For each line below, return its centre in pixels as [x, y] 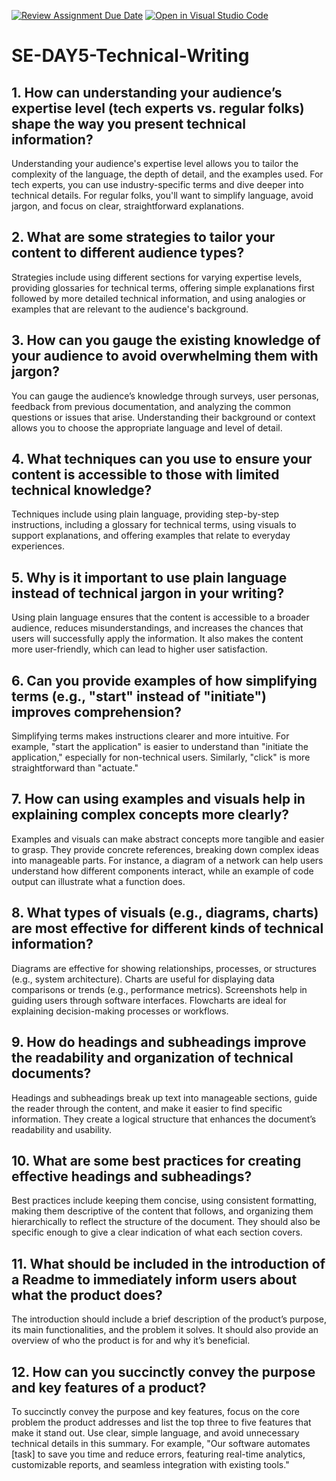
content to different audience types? [128, 253]
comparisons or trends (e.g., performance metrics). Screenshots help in [159, 989]
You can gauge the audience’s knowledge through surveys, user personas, [165, 396]
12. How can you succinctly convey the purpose [163, 1371]
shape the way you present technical [128, 123]
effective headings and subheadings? [132, 1176]
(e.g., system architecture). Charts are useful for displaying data [143, 979]
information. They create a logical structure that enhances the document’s [164, 1119]
